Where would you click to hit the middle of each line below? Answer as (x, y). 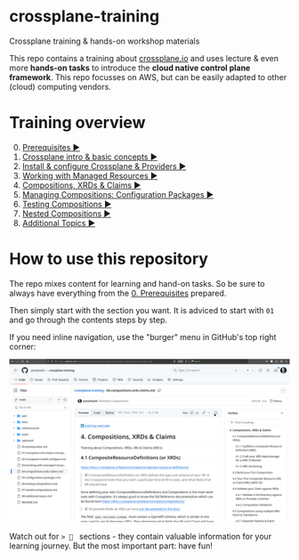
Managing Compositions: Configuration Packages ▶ (118, 194)
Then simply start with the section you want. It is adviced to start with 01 (141, 310)
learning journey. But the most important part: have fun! (111, 546)
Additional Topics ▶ (59, 223)
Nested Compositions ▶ (66, 213)
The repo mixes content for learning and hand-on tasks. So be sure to (137, 283)
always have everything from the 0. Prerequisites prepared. (118, 293)
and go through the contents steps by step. (88, 320)
